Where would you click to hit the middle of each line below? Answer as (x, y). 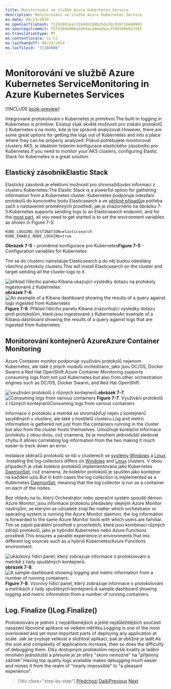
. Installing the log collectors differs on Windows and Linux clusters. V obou (84, 461)
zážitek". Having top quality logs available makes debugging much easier (81, 660)
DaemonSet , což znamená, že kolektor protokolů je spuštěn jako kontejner (83, 472)
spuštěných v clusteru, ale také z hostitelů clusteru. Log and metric (75, 419)
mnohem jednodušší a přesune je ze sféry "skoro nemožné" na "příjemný (82, 655)
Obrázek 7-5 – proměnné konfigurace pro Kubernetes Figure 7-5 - (75, 246)
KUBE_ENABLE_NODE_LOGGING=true (38, 236)
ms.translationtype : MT (31, 34)
